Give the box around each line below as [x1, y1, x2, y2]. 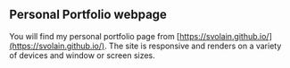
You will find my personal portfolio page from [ [9, 30, 180, 41]
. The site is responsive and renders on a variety [104, 40, 282, 51]
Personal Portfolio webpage [9, 7, 168, 22]
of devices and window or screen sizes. [9, 49, 156, 61]
